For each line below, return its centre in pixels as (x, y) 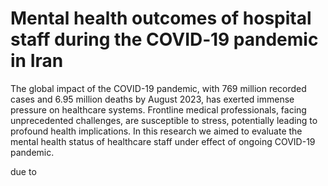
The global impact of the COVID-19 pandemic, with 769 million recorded (158, 88)
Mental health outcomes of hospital (161, 18)
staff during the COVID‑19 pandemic (164, 39)
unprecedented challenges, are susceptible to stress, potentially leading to (164, 120)
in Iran (37, 61)
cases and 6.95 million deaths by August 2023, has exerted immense (152, 99)
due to (23, 171)
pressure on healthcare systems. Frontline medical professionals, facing (158, 109)
